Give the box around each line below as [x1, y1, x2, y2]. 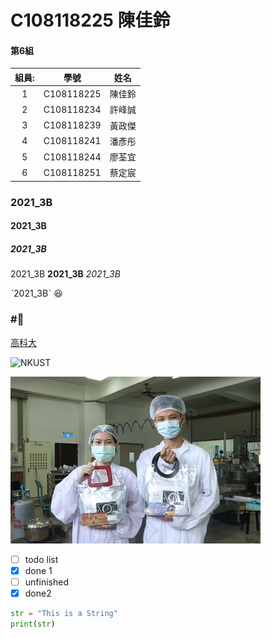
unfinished [24, 576, 69, 588]
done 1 [24, 564, 53, 576]
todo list [24, 553, 59, 565]
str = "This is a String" [10, 608, 118, 618]
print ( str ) [10, 619, 56, 629]
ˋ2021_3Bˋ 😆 [10, 287, 63, 300]
